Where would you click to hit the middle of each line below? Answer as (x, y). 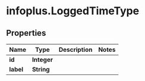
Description (75, 50)
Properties (26, 33)
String (41, 69)
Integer (42, 60)
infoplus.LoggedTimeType (73, 11)
